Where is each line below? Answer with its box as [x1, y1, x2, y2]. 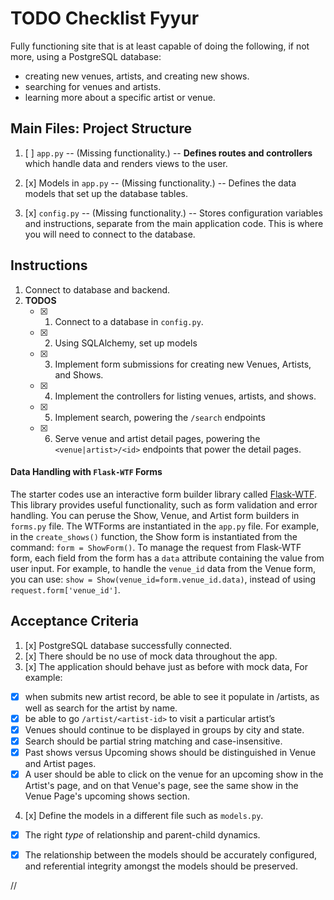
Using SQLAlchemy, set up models [54, 337, 198, 349]
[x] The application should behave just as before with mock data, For [24, 660, 308, 672]
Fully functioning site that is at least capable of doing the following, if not [10, 40, 310, 52]
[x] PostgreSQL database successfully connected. [24, 639, 233, 651]
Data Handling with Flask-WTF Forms [10, 466, 163, 478]
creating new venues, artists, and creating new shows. [24, 70, 250, 82]
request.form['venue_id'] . [10, 583, 121, 596]
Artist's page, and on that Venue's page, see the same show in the [24, 779, 299, 791]
